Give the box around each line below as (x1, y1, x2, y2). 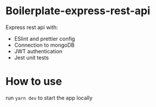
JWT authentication (14, 47, 63, 54)
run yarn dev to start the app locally (5, 94, 93, 101)
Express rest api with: (5, 24, 59, 31)
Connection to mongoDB (14, 41, 75, 48)
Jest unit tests (14, 54, 49, 61)
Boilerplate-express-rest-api (5, 4, 151, 18)
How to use (5, 75, 62, 88)
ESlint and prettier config (14, 35, 75, 42)
